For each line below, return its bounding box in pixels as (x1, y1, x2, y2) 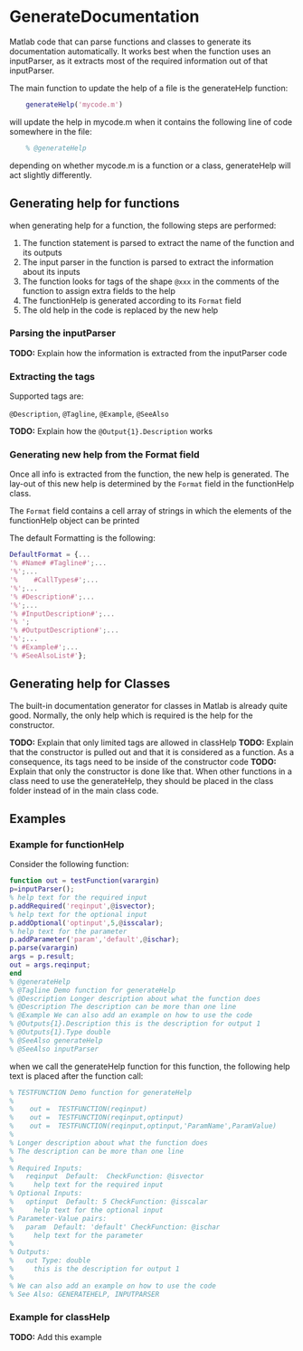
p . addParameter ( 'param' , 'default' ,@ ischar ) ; (9, 935, 180, 944)
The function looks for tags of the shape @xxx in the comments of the (22, 276, 279, 287)
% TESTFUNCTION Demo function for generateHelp (9, 1088, 193, 1097)
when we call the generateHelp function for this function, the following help (9, 1061, 291, 1072)
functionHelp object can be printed (9, 515, 140, 526)
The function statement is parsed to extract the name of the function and (22, 237, 295, 248)
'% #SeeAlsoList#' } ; (9, 651, 88, 660)
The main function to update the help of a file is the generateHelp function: (9, 82, 289, 93)
